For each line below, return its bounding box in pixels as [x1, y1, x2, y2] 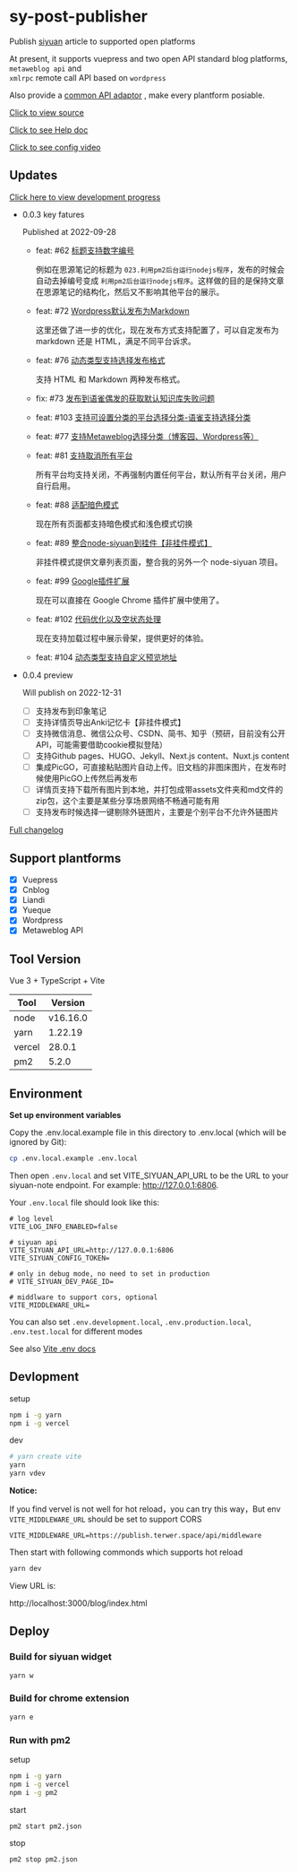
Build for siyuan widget [9, 1651, 112, 1663]
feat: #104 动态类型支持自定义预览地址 [35, 652, 177, 663]
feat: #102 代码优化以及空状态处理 [35, 613, 161, 624]
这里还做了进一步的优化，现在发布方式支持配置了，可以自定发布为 [35, 325, 279, 335]
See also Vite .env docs [9, 1343, 97, 1354]
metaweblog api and [9, 63, 82, 74]
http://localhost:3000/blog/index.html [9, 1598, 148, 1609]
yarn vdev [9, 1469, 47, 1478]
